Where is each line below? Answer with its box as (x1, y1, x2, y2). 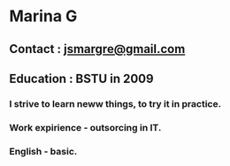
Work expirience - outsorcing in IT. (9, 121, 162, 133)
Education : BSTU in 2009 (9, 71, 154, 86)
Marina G (9, 6, 78, 26)
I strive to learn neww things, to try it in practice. (9, 97, 222, 109)
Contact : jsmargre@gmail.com (9, 41, 186, 57)
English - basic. (9, 145, 78, 157)
